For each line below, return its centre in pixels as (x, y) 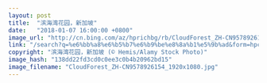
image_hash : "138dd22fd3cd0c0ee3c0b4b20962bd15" (90, 60)
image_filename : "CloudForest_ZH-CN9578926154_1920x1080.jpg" (113, 67)
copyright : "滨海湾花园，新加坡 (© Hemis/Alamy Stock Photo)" (108, 52)
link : (17, 45)
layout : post (30, 15)
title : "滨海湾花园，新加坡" (53, 23)
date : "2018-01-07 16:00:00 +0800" (71, 30)
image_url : (26, 38)
